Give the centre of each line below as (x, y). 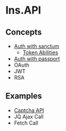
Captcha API (29, 110)
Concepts (24, 32)
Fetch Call (26, 123)
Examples (24, 96)
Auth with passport (37, 59)
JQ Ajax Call (29, 116)
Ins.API (23, 10)
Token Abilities (40, 53)
